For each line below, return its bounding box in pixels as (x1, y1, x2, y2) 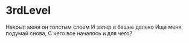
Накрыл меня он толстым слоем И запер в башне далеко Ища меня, (5, 23, 184, 30)
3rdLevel (5, 4, 51, 17)
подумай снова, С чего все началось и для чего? (5, 29, 133, 36)
